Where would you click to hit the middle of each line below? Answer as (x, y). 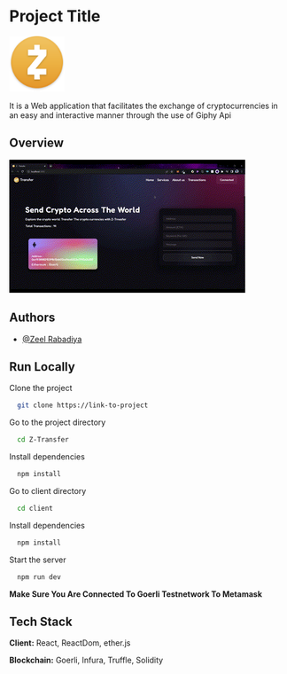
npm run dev (39, 577)
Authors (32, 318)
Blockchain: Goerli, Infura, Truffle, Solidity (86, 660)
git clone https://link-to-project (83, 405)
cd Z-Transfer (43, 440)
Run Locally (42, 367)
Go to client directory (48, 491)
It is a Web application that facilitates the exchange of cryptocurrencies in (144, 106)
